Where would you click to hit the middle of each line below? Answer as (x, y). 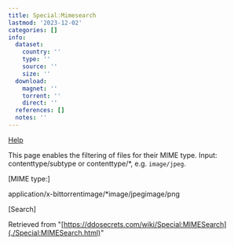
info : (17, 37)
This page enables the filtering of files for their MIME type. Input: (113, 155)
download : (31, 81)
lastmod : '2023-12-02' (45, 23)
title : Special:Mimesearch (52, 15)
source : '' (40, 67)
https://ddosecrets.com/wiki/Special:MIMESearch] (145, 224)
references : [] (40, 111)
